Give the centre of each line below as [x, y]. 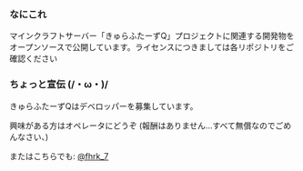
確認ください [33, 59]
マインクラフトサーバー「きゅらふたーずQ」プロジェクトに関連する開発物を [152, 36]
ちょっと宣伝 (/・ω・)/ [59, 85]
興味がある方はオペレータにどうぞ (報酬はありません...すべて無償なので [142, 126]
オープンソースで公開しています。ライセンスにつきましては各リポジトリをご [151, 47]
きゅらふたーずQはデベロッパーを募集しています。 [104, 106]
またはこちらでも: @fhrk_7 [59, 156]
